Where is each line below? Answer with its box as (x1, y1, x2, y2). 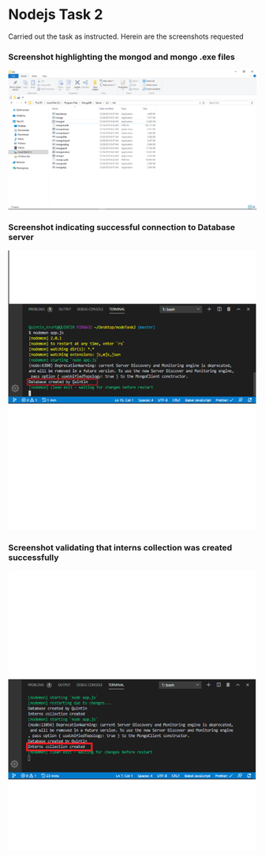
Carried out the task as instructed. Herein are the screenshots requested (8, 32, 244, 41)
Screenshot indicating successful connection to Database (8, 222, 236, 233)
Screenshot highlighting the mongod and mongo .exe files (8, 51, 235, 62)
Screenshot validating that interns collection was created (8, 543, 233, 554)
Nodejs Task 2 (8, 6, 103, 24)
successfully (8, 552, 59, 563)
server (8, 231, 34, 242)
